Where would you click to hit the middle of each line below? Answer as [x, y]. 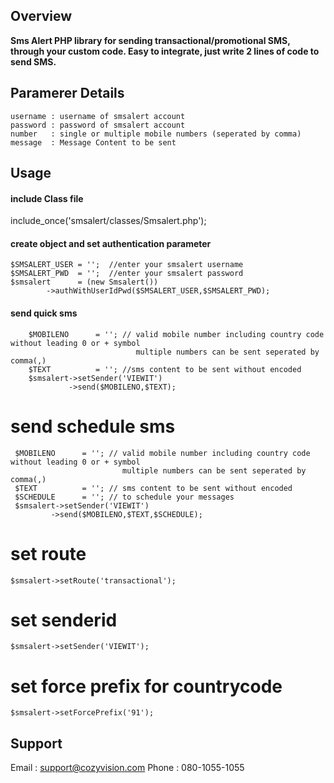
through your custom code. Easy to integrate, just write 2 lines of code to [165, 51]
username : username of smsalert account [98, 116]
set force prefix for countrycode [146, 686]
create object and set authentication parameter [111, 243]
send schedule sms [93, 426]
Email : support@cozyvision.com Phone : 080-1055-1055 [127, 768]
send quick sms [44, 313]
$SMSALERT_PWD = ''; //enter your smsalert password [127, 274]
